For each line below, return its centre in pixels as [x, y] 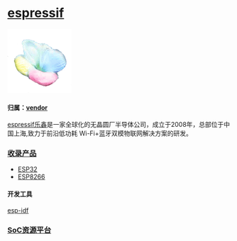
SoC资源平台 [29, 230]
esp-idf [18, 210]
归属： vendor [28, 107]
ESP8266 [31, 177]
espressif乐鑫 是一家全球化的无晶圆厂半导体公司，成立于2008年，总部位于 [116, 125]
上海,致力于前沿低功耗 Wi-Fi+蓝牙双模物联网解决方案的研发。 [103, 133]
